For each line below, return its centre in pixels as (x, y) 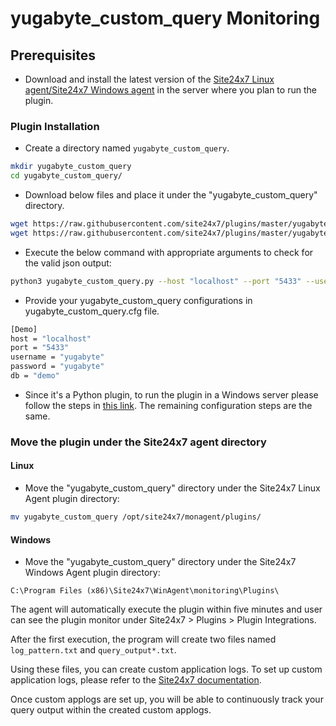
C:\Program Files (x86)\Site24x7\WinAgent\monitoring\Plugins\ (145, 591)
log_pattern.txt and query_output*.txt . (93, 650)
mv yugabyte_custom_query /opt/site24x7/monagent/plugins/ (136, 517)
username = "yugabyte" (57, 357)
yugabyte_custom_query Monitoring (165, 18)
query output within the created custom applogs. (111, 710)
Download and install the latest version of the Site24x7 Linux (149, 79)
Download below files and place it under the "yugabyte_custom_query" (171, 195)
